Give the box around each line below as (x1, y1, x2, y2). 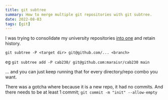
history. (5, 41, 21, 47)
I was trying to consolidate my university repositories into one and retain (5, 35, 155, 41)
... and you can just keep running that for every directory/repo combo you (5, 69, 158, 75)
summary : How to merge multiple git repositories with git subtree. (5, 12, 152, 17)
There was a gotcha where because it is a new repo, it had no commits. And (5, 84, 163, 90)
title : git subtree (5, 7, 46, 13)
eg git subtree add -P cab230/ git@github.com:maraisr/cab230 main (5, 59, 150, 65)
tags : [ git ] (5, 21, 30, 27)
